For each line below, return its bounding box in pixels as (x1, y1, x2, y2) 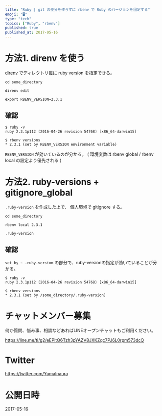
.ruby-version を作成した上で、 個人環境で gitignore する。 (5, 204, 125, 210)
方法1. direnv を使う (5, 53, 85, 64)
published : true (5, 26, 38, 30)
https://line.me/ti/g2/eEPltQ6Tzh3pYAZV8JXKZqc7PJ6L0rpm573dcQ (5, 337, 144, 343)
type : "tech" (5, 16, 32, 21)
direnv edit (5, 88, 29, 93)
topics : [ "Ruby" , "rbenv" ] (5, 21, 60, 26)
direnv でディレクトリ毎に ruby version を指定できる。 (5, 70, 115, 76)
